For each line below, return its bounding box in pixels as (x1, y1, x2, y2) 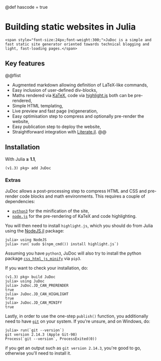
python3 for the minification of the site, (12, 208, 89, 214)
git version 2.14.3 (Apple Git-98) (5, 332, 78, 337)
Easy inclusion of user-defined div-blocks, (12, 87, 98, 93)
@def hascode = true (5, 4, 48, 10)
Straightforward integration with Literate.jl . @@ (12, 129, 107, 134)
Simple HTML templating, (12, 103, 63, 108)
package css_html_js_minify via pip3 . (5, 255, 81, 261)
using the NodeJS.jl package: (5, 228, 64, 233)
